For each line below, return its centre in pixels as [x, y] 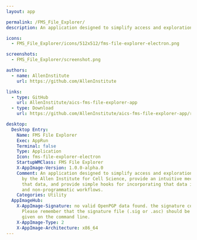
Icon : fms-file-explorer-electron [59, 157]
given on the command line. [56, 217]
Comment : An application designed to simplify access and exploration [105, 173]
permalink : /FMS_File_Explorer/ [45, 22]
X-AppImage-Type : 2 [40, 222]
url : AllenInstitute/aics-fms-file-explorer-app [77, 103]
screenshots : [22, 54]
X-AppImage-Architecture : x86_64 [57, 228]
